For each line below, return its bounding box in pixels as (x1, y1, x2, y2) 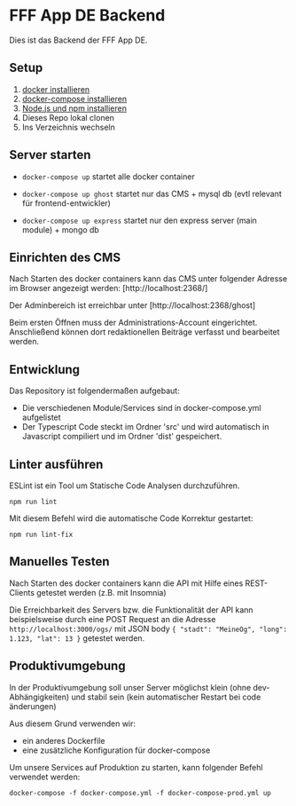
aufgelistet (21, 412, 61, 423)
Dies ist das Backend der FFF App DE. (9, 35, 148, 45)
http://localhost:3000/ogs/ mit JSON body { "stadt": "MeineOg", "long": (9, 623, 288, 634)
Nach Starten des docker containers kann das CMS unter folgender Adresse (9, 273, 288, 284)
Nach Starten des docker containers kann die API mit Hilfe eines (9, 578, 244, 589)
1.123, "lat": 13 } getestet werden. (9, 632, 145, 644)
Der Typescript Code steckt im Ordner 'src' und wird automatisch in (21, 422, 269, 432)
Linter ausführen (9, 456, 104, 471)
